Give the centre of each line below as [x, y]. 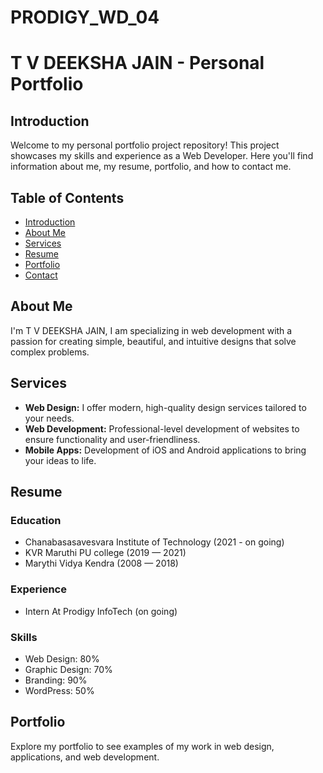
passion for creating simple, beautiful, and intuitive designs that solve [153, 341]
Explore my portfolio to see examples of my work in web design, [142, 746]
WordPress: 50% [59, 690]
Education [36, 520]
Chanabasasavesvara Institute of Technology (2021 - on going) [154, 542]
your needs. [49, 418]
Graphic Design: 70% [68, 669]
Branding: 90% [56, 680]
